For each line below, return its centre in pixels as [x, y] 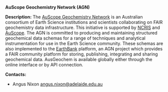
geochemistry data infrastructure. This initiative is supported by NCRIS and [83, 27]
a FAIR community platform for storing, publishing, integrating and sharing [81, 54]
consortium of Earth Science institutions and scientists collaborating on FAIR [84, 22]
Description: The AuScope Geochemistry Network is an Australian [74, 17]
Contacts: [16, 74]
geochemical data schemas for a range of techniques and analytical [75, 38]
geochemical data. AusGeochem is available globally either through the [79, 59]
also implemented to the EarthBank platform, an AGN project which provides [84, 49]
